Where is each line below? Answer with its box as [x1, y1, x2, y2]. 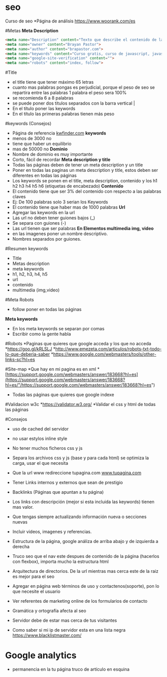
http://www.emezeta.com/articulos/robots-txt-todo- [55, 346, 162, 352]
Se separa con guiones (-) [12, 220, 66, 226]
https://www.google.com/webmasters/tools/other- [53, 351, 157, 357]
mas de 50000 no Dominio [12, 146, 68, 152]
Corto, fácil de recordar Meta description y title [12, 156, 111, 163]
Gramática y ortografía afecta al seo [12, 608, 86, 614]
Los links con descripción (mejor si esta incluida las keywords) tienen [12, 499, 155, 505]
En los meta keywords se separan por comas [12, 326, 105, 332]
